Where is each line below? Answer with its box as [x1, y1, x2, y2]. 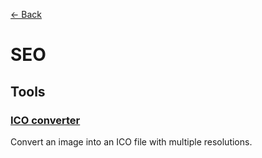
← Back [10, 9, 42, 20]
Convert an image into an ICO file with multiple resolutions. [10, 135, 253, 148]
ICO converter [10, 113, 81, 127]
